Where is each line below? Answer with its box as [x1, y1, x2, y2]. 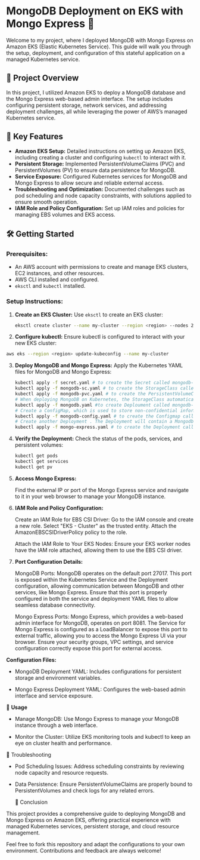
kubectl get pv [14, 464, 53, 470]
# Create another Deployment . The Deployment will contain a [14, 419, 173, 425]
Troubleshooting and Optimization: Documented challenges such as [14, 185, 185, 192]
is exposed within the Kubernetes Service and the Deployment [14, 576, 168, 583]
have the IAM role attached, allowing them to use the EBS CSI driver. [14, 546, 183, 554]
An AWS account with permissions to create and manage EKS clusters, [14, 263, 189, 271]
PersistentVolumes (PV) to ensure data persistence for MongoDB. [14, 166, 176, 174]
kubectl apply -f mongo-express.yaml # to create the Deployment [14, 424, 180, 431]
